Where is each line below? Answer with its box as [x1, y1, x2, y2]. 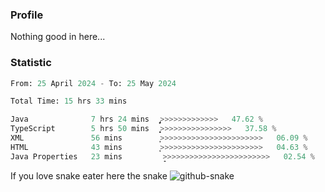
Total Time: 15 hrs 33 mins [10, 96, 128, 107]
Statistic [10, 56, 52, 70]
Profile [10, 8, 44, 22]
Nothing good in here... [10, 31, 106, 43]
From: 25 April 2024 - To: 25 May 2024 [10, 78, 177, 88]
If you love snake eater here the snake [10, 169, 168, 182]
